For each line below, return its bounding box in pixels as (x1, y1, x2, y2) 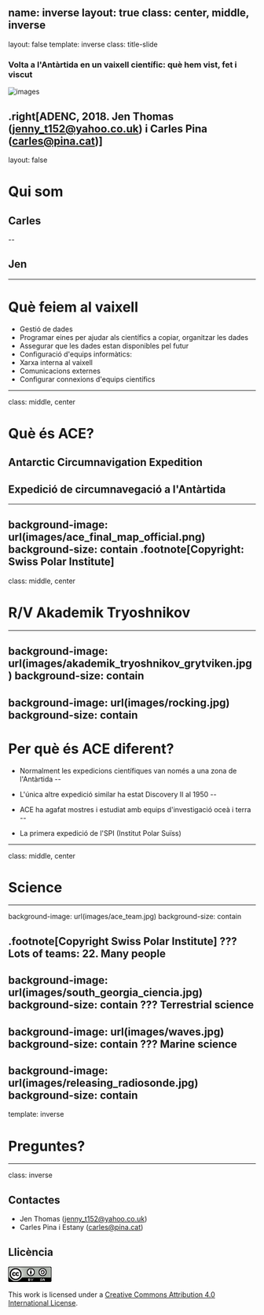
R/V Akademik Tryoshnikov (8, 604, 191, 622)
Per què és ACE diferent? (8, 740, 174, 758)
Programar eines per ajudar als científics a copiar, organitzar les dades (19, 332, 249, 342)
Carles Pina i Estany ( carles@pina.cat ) (19, 1223, 144, 1232)
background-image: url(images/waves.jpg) (8, 1025, 225, 1038)
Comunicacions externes (19, 366, 101, 375)
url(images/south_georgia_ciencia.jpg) (8, 986, 203, 999)
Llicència (8, 1245, 53, 1258)
